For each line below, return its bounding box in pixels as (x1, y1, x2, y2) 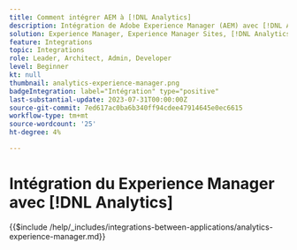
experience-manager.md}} (9, 231, 106, 241)
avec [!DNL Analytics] (9, 193, 174, 213)
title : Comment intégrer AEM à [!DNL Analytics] (9, 12, 192, 22)
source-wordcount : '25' (9, 120, 97, 129)
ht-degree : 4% (9, 128, 62, 137)
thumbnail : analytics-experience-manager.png (9, 79, 179, 87)
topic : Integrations (9, 46, 86, 55)
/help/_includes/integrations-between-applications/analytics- (49, 222, 274, 232)
